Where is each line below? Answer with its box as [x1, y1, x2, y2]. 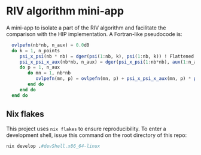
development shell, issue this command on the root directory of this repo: [6, 131, 187, 139]
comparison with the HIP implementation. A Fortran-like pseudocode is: [6, 30, 182, 37]
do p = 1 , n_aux [19, 64, 60, 70]
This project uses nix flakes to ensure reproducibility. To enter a [6, 125, 166, 132]
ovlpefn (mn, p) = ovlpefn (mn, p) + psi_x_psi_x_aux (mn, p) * [35, 76, 191, 82]
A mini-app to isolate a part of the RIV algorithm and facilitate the [6, 24, 166, 31]
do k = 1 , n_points [11, 47, 60, 53]
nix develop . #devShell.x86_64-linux [6, 143, 100, 149]
